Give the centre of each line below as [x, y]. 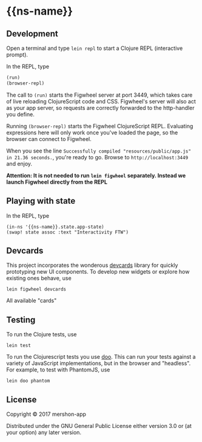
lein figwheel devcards [36, 289]
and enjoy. [19, 164]
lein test [19, 346]
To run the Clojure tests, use [42, 334]
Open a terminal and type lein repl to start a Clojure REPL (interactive [95, 48]
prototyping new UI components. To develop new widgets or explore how [98, 272]
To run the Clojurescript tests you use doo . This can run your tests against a [101, 357]
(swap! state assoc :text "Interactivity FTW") [68, 232]
